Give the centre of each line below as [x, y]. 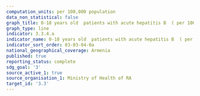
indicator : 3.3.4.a [30, 34]
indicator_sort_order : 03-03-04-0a [50, 45]
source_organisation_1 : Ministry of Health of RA [69, 78]
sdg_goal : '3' [24, 67]
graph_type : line [28, 28]
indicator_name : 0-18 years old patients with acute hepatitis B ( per [100, 39]
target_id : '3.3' [28, 84]
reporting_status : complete [41, 61]
